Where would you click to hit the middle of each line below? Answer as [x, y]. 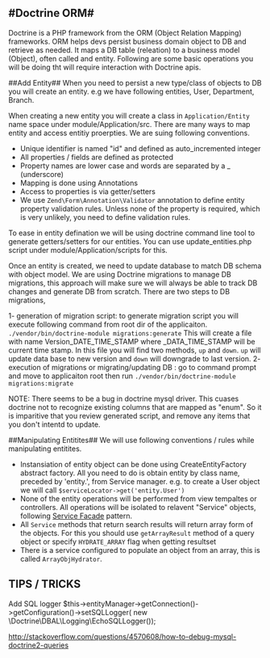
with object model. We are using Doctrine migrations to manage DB [120, 274]
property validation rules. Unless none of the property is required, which [140, 209]
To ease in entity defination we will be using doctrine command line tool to [132, 233]
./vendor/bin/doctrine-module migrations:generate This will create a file [130, 333]
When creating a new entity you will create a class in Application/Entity [129, 116]
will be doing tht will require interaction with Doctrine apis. [105, 67]
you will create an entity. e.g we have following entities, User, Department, [131, 91]
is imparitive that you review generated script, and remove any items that [129, 415]
